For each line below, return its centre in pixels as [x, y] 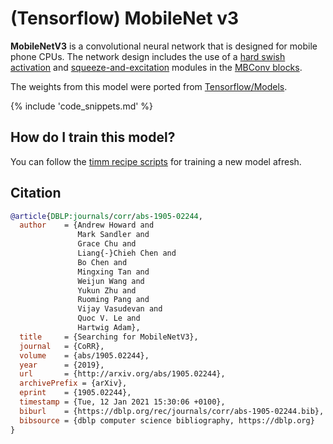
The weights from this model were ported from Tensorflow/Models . [149, 86]
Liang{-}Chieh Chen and [127, 253]
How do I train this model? [93, 137]
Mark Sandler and [113, 235]
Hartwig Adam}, [109, 328]
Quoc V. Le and [109, 318]
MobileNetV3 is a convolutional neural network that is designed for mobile [164, 46]
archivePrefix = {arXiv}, [73, 383]
